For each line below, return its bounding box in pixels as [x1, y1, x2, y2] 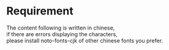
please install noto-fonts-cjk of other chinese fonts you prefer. [6, 37, 163, 44]
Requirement [6, 4, 73, 18]
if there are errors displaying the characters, [6, 30, 118, 37]
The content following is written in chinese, [6, 24, 115, 31]
